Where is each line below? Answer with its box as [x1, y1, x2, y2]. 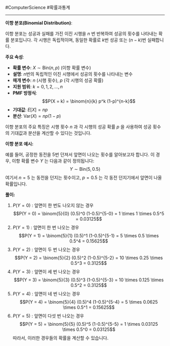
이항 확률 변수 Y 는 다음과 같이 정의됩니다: [12, 158, 95, 164]
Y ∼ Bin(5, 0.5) [69, 166, 101, 172]
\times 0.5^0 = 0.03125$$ [62, 326, 115, 332]
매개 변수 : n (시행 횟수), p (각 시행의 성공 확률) [12, 77, 104, 83]
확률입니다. [5, 181, 27, 187]
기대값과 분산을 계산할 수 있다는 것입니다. [10, 130, 92, 136]
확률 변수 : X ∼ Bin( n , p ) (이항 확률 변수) [12, 65, 91, 71]
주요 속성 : [5, 54, 24, 60]
